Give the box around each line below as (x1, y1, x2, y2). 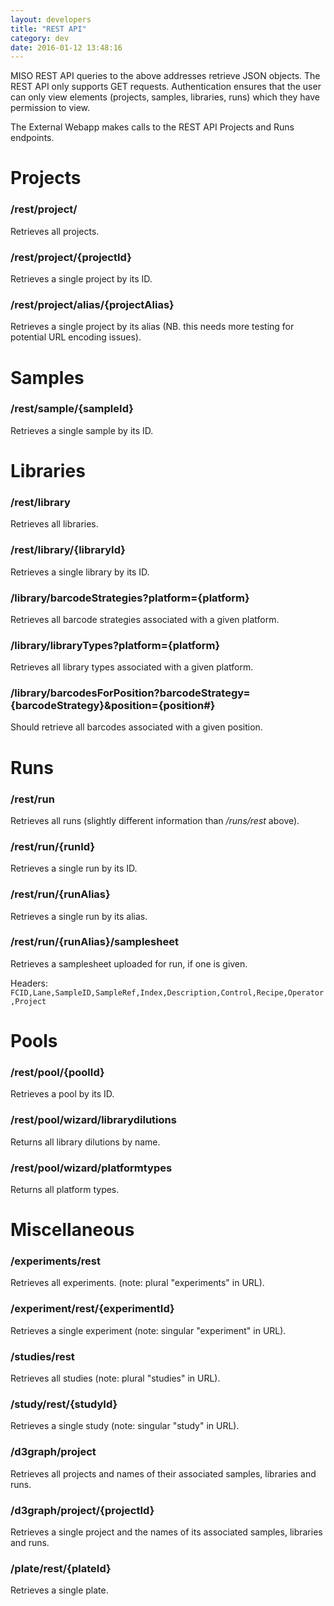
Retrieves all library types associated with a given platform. (10, 661, 254, 673)
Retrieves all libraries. (10, 518, 99, 530)
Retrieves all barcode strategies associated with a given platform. (10, 613, 280, 625)
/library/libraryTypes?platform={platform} (10, 638, 221, 652)
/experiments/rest (10, 1254, 101, 1268)
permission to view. (10, 102, 91, 114)
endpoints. (10, 132, 55, 144)
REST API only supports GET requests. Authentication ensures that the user (10, 81, 322, 93)
